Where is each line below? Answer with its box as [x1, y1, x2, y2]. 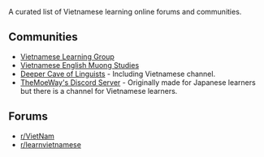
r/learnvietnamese [19, 139, 81, 149]
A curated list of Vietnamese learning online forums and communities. [8, 7, 242, 16]
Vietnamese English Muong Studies [19, 60, 140, 70]
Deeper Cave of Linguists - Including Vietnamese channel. [19, 69, 216, 78]
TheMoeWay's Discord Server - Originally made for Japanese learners [19, 77, 256, 87]
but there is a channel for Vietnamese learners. [19, 86, 178, 95]
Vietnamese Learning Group [19, 52, 115, 62]
